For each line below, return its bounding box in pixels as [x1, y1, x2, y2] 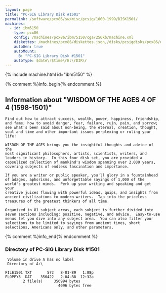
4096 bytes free [58, 283, 92, 288]
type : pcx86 [14, 30, 39, 35]
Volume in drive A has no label [7, 257, 74, 262]
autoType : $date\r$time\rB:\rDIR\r [14, 58, 87, 63]
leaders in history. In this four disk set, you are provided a [5, 156, 142, 161]
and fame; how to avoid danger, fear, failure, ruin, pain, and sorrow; [5, 121, 158, 126]
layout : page [5, 7, 32, 12]
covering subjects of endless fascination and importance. [5, 164, 129, 169]
